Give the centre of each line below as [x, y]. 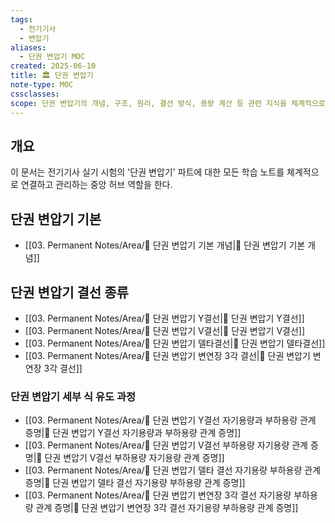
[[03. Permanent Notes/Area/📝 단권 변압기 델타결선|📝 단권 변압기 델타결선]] [175, 343]
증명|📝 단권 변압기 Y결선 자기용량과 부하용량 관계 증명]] [133, 433]
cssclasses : [35, 94]
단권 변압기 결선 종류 [69, 292]
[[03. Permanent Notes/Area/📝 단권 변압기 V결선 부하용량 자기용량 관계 [166, 445]
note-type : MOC [42, 85]
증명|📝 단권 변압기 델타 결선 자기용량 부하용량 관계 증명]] [135, 483]
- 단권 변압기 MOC [52, 57]
